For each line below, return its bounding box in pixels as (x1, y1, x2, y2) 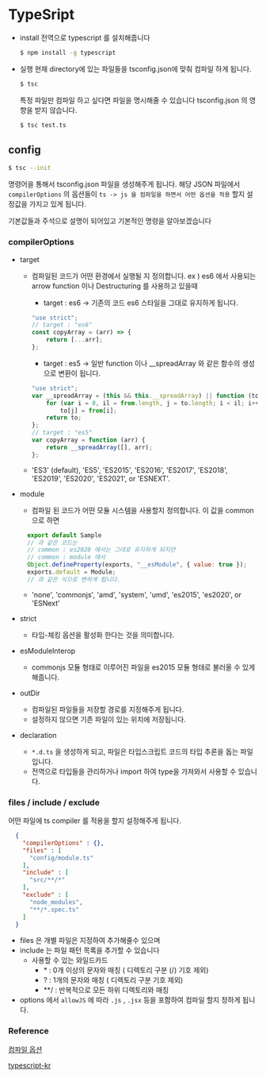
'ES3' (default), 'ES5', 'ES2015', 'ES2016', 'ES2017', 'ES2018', (31, 465, 228, 474)
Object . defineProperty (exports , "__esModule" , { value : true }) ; (27, 561, 248, 569)
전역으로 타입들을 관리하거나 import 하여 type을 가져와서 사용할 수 (31, 767, 237, 776)
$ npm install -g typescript (19, 48, 116, 56)
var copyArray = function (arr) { (31, 436, 146, 444)
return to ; (46, 414, 82, 422)
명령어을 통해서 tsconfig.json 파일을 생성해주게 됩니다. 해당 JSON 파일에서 (8, 180, 241, 189)
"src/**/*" (28, 876, 66, 884)
